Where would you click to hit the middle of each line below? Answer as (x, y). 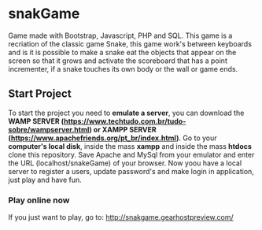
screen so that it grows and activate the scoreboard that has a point (118, 61)
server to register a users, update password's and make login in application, (131, 171)
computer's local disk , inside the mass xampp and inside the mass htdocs (130, 146)
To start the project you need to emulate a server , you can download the (126, 113)
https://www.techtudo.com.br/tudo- (125, 121)
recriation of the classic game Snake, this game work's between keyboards (130, 43)
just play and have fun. (45, 180)
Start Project (40, 94)
